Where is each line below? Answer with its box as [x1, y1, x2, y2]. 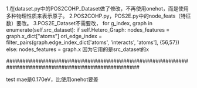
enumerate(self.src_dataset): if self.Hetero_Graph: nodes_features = [6, 26, 170, 33]
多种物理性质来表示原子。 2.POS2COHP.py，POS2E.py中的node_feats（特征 [6, 12, 192, 19]
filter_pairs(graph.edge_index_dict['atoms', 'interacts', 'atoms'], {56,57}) [6, 39, 180, 46]
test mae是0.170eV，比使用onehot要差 [6, 76, 98, 83]
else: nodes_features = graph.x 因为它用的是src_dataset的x [6, 46, 150, 53]
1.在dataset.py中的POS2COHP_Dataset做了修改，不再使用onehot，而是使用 [6, 5, 189, 12]
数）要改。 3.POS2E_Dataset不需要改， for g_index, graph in [6, 20, 152, 26]
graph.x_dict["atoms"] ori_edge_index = [6, 33, 103, 39]
